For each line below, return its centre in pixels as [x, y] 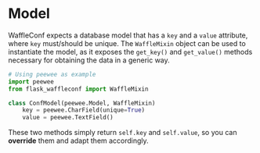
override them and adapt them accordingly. [78, 141]
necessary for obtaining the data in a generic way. [89, 60]
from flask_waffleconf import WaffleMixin [78, 89]
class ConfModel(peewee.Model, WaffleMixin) [82, 103]
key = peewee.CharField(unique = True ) [84, 110]
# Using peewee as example [52, 74]
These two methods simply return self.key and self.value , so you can [123, 133]
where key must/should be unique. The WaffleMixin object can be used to [127, 43]
